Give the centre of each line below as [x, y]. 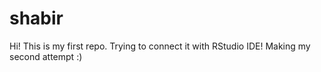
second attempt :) [46, 56]
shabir [36, 18]
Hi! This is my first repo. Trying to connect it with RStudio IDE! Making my [160, 46]
